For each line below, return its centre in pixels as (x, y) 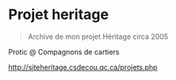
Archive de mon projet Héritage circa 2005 (98, 36)
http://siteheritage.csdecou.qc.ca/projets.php (83, 67)
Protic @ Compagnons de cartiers (64, 51)
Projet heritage (59, 15)
